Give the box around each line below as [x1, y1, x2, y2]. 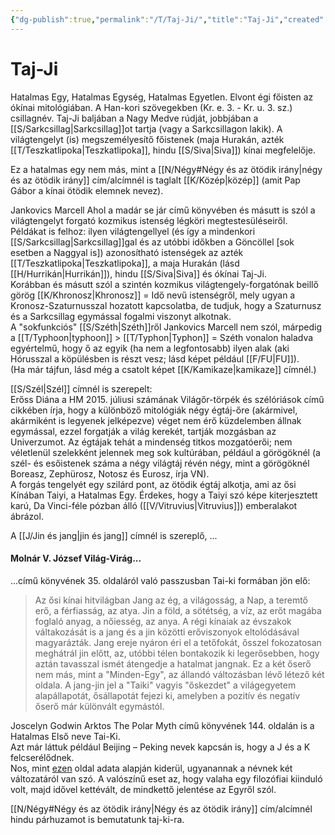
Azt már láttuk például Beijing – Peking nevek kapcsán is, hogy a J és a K [10, 741, 311, 753]
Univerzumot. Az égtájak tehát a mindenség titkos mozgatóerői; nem [10, 436, 293, 448]
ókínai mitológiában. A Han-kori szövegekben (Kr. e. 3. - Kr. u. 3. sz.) [10, 101, 293, 113]
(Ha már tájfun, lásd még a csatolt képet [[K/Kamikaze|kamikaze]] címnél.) [10, 363, 317, 375]
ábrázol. [10, 510, 44, 522]
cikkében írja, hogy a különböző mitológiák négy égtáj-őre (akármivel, [10, 404, 298, 416]
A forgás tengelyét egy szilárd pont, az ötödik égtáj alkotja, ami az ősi [10, 478, 297, 490]
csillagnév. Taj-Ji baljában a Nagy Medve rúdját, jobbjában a [10, 112, 259, 124]
